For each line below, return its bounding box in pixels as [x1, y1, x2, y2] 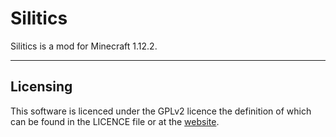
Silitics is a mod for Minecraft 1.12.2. [10, 40, 158, 52]
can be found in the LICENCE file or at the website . [10, 115, 220, 127]
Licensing [10, 78, 73, 96]
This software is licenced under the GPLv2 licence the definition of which [10, 105, 312, 117]
